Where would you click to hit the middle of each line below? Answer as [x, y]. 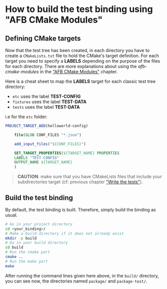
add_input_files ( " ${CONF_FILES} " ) [50, 144]
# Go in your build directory [37, 243]
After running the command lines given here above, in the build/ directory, [82, 275]
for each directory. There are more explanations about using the [71, 66]
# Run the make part [27, 261]
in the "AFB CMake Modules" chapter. [79, 72]
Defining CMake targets [43, 38]
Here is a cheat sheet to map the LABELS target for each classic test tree [80, 81]
